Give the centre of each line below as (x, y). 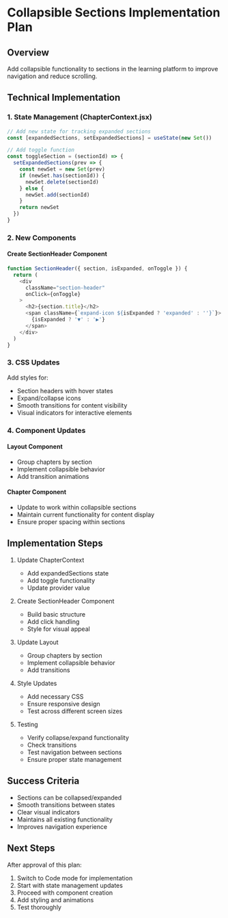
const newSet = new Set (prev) (62, 169)
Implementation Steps (55, 544)
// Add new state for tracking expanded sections (79, 132)
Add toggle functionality (61, 580)
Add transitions (48, 670)
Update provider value (58, 588)
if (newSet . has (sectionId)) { (62, 175)
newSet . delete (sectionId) (62, 182)
